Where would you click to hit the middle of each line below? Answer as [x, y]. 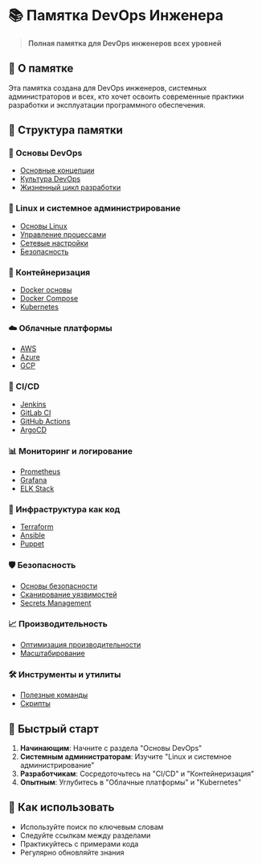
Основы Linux [43, 226]
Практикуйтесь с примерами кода [79, 843]
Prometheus [40, 471]
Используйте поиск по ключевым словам [92, 826]
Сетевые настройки [54, 243]
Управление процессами [63, 235]
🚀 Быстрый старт [53, 729]
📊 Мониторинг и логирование [70, 451]
